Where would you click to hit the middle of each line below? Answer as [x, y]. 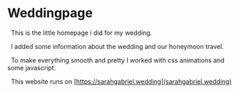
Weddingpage [50, 13]
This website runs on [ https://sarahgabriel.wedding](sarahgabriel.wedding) [121, 81]
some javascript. [32, 67]
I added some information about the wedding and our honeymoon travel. [117, 46]
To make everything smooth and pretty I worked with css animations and [117, 60]
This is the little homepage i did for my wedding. [81, 33]
